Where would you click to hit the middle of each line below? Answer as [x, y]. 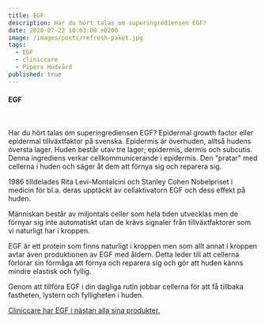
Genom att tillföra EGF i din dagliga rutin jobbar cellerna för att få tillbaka [126, 287]
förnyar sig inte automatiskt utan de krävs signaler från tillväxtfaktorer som [130, 222]
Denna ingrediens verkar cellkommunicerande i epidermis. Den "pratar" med [133, 158]
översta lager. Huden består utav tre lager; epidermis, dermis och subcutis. [131, 149]
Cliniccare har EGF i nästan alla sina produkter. [84, 310]
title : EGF [26, 15]
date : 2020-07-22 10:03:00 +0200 [63, 30]
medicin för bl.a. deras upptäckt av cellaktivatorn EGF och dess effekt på [127, 190]
